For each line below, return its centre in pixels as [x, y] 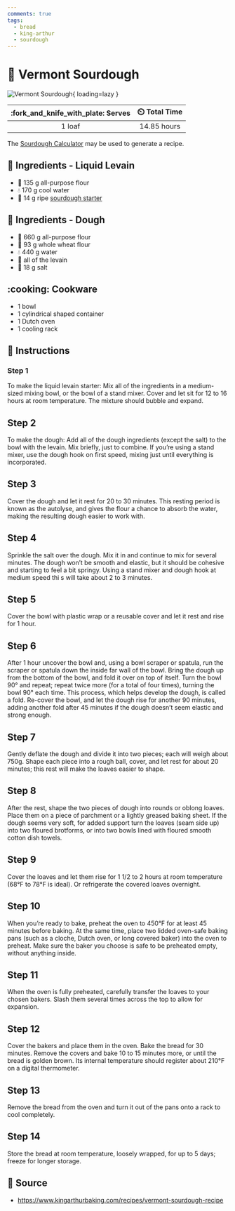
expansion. [23, 1007]
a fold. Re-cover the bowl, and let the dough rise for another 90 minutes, [112, 700]
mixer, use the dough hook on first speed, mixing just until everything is [110, 455]
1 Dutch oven [36, 321]
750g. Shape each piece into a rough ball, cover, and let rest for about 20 [113, 762]
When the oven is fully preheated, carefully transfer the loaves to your [108, 992]
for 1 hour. [22, 624]
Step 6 [22, 646]
